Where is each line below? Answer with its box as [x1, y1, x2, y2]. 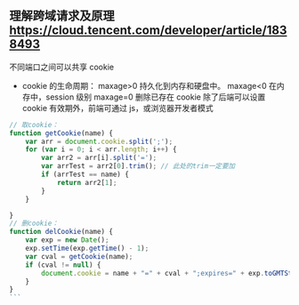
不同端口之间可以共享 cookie [9, 61, 114, 72]
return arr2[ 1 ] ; [56, 178, 117, 187]
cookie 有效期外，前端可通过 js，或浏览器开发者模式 [21, 102, 214, 113]
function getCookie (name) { [9, 128, 114, 138]
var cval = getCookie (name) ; [25, 252, 133, 261]
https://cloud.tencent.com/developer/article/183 [9, 23, 287, 38]
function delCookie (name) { [9, 228, 114, 237]
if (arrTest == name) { [41, 170, 129, 180]
